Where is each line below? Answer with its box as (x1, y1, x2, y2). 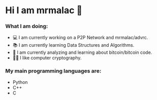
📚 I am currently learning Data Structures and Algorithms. (12, 42, 135, 48)
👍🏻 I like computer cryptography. (12, 55, 82, 61)
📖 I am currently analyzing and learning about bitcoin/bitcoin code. (12, 49, 152, 55)
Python (12, 79, 28, 85)
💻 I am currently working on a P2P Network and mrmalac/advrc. (12, 35, 148, 41)
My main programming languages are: (5, 68, 102, 75)
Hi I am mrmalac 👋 (5, 5, 83, 16)
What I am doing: (5, 23, 48, 30)
